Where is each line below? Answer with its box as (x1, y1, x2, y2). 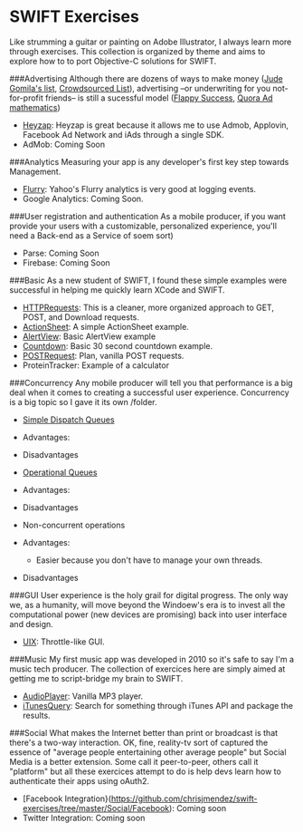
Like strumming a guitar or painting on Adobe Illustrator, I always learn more (9, 36, 292, 47)
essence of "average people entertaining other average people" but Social (9, 746, 287, 758)
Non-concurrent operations (22, 519, 126, 530)
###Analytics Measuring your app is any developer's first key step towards (9, 156, 289, 167)
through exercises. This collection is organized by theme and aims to (9, 45, 266, 56)
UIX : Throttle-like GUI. (22, 636, 106, 647)
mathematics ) (9, 102, 61, 112)
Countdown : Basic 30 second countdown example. (22, 340, 213, 351)
